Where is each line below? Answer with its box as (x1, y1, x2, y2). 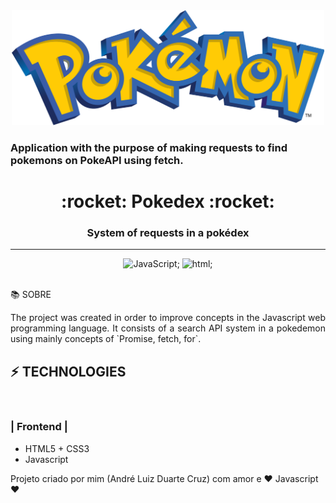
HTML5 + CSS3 (24, 442, 90, 454)
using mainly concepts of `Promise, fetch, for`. (10, 333, 202, 345)
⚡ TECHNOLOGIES (10, 363, 127, 380)
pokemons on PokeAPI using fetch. (10, 154, 184, 167)
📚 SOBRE (10, 289, 52, 301)
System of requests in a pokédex (86, 226, 250, 240)
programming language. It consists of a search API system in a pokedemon (10, 322, 326, 334)
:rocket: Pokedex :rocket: (61, 190, 275, 213)
